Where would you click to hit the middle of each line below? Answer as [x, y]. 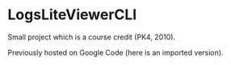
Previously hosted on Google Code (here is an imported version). [115, 52]
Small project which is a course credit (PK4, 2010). [91, 37]
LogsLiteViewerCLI [72, 15]
